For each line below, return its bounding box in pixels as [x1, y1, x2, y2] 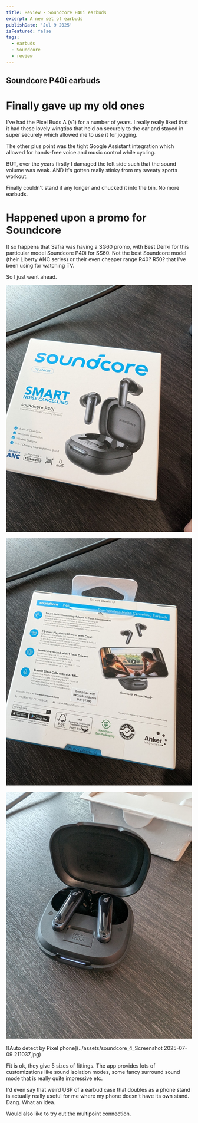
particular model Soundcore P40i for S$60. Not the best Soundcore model [6, 249, 187, 256]
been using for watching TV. [6, 262, 75, 269]
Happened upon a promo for [6, 211, 147, 225]
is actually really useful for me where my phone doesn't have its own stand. [6, 1092, 190, 1099]
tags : [6, 34, 19, 41]
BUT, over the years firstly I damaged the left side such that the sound [6, 160, 177, 167]
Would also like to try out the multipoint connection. [6, 1110, 131, 1117]
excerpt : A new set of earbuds [6, 15, 83, 22]
